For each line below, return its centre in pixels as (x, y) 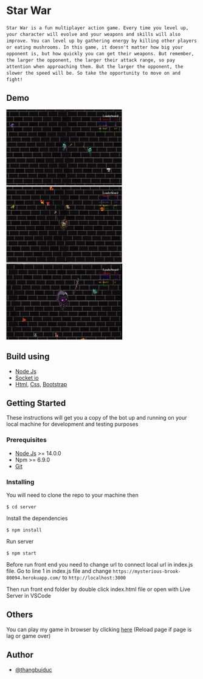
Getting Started (36, 403)
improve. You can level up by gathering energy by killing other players (102, 41)
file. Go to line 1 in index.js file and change (59, 571)
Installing (20, 482)
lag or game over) (29, 636)
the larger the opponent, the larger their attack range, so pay (91, 60)
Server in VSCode (29, 595)
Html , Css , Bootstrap (41, 384)
